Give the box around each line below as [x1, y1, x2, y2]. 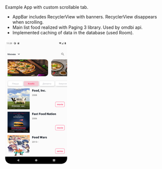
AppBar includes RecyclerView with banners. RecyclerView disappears [12, 14, 157, 19]
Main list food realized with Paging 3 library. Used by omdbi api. [12, 24, 143, 30]
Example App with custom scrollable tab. [5, 4, 88, 10]
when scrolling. [12, 19, 44, 25]
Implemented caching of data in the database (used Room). [12, 30, 134, 35]
